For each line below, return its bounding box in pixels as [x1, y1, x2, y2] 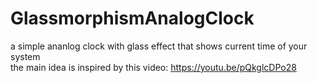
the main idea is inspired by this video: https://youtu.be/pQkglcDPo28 [10, 61, 297, 73]
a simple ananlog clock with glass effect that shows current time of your [10, 40, 308, 52]
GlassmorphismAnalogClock [10, 7, 255, 30]
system [10, 50, 41, 62]
